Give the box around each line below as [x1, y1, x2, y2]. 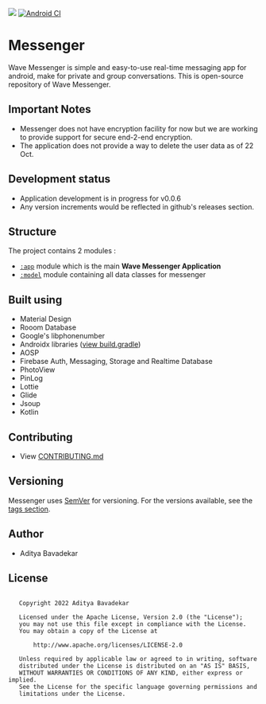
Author [8, 527, 44, 541]
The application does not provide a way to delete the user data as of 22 [19, 140, 254, 151]
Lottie [19, 382, 39, 392]
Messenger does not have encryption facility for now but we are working [19, 123, 258, 133]
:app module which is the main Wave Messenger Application [19, 261, 222, 271]
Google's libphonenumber [19, 331, 106, 341]
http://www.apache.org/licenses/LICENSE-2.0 [33, 641, 183, 649]
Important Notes [8, 103, 91, 116]
